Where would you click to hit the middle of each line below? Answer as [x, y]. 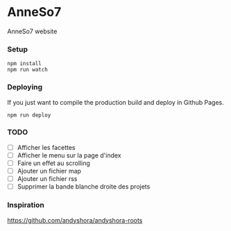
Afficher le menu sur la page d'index [69, 155]
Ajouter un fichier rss [47, 179]
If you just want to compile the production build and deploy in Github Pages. [115, 102]
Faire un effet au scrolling [53, 163]
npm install [24, 64]
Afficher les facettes [46, 147]
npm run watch [28, 70]
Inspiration [26, 205]
